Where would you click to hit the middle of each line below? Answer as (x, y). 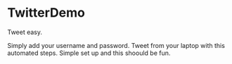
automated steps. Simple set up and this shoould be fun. (89, 53)
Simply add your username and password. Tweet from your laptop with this (116, 45)
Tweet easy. (25, 32)
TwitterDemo (46, 13)
